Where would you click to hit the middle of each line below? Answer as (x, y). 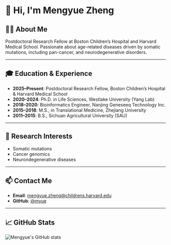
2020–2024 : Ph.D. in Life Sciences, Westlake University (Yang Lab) (83, 99)
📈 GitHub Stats (30, 222)
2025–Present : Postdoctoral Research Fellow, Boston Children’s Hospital (89, 88)
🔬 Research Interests (39, 136)
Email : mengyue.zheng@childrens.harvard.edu (62, 196)
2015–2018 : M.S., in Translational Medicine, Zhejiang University (79, 110)
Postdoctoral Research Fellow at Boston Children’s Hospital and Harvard (81, 41)
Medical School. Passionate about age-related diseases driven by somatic (83, 47)
